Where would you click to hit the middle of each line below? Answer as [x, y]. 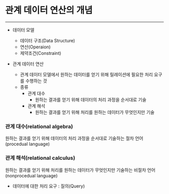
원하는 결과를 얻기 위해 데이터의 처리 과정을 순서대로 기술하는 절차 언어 [74, 138]
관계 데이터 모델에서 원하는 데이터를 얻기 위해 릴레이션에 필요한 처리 [87, 74]
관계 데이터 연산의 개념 [49, 10]
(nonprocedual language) [31, 175]
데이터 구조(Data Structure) [48, 40]
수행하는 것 [36, 80]
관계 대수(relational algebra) [39, 126]
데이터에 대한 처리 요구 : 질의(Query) [49, 186]
